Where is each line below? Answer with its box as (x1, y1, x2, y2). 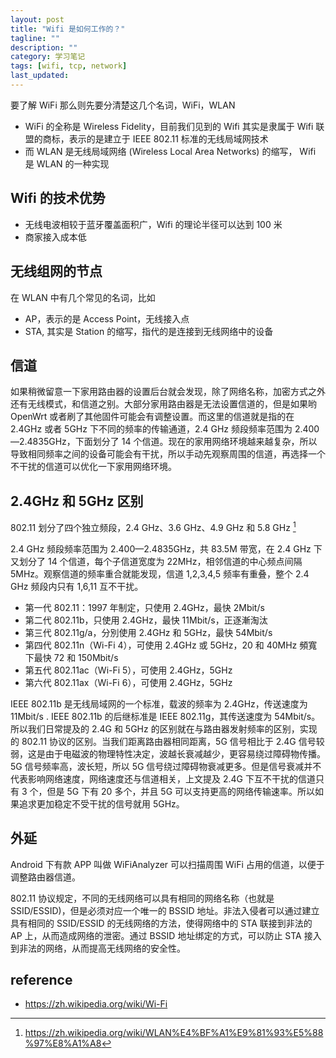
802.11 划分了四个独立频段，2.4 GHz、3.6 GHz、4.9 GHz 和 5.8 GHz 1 (10, 520, 297, 533)
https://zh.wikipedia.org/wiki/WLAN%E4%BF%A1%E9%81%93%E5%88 (24, 1027, 324, 1039)
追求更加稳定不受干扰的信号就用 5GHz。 (18, 797, 185, 810)
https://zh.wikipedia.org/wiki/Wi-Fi (24, 998, 168, 1010)
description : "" (10, 42, 78, 53)
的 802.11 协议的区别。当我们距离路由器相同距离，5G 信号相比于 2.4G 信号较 (10, 735, 325, 747)
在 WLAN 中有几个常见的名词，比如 (10, 291, 156, 303)
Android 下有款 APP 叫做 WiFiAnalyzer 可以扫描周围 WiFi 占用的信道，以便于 (10, 858, 325, 870)
